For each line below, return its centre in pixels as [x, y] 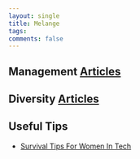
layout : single [34, 16]
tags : [17, 31]
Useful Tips [38, 127]
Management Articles [65, 71]
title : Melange [34, 24]
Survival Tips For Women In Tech [76, 146]
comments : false [36, 39]
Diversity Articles [54, 99]
